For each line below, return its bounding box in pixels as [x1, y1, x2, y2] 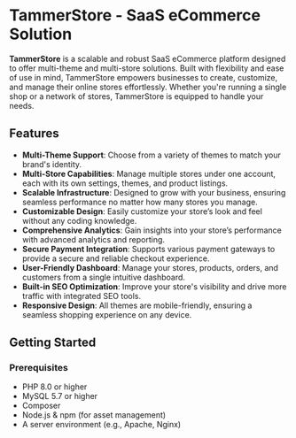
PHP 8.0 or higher [21, 381, 88, 392]
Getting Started [9, 335, 97, 350]
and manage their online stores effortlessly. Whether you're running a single [9, 81, 287, 92]
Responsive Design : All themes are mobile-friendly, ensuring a [21, 300, 253, 311]
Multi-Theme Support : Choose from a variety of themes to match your [21, 150, 282, 160]
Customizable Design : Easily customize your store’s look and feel [21, 205, 263, 217]
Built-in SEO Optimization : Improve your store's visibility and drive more [21, 280, 287, 292]
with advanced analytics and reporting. [21, 234, 166, 244]
